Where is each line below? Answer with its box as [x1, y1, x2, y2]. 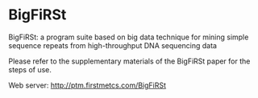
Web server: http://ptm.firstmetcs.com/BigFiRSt [8, 80, 167, 90]
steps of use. [8, 64, 52, 74]
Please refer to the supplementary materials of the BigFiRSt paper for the [8, 56, 251, 66]
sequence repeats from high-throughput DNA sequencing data [8, 40, 218, 50]
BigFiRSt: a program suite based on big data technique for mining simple [8, 32, 249, 42]
